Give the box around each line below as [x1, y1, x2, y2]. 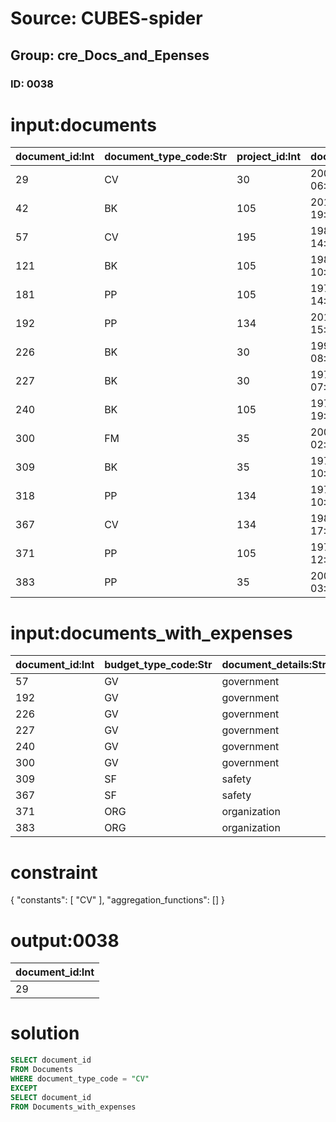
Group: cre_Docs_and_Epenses [10, 47, 210, 64]
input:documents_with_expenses [10, 622, 293, 644]
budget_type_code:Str [104, 658, 213, 672]
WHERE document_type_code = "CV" [10, 1073, 150, 1084]
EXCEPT [10, 1083, 38, 1093]
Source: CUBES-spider [10, 7, 203, 30]
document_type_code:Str [104, 150, 228, 164]
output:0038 [10, 929, 120, 952]
